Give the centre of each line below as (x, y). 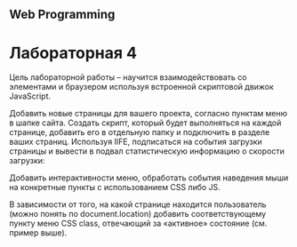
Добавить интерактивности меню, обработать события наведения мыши (149, 178)
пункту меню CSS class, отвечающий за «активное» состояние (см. (138, 223)
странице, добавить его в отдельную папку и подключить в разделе (140, 132)
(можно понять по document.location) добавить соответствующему (138, 214)
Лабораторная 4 (73, 53)
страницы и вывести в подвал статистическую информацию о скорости (147, 151)
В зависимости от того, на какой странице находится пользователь (138, 204)
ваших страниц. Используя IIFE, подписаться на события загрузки (136, 142)
